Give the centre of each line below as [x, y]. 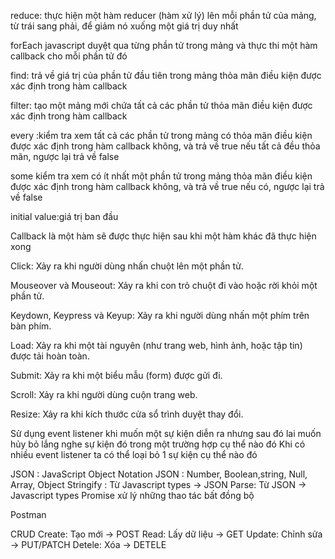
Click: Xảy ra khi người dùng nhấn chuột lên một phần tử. [127, 266]
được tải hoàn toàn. [50, 356]
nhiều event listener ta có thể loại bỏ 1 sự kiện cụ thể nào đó [134, 454]
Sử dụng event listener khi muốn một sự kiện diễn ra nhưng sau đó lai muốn [166, 433]
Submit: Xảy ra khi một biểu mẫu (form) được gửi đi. [116, 375]
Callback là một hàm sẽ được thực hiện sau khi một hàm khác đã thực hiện [163, 236]
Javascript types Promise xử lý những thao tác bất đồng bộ [132, 495]
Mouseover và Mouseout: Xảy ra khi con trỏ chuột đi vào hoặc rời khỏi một [164, 285]
